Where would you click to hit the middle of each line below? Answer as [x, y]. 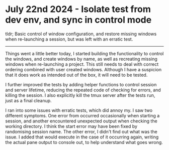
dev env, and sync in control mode [78, 20]
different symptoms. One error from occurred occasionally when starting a [82, 115]
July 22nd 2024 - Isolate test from [78, 9]
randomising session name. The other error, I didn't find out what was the [81, 131]
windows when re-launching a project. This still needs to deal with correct [82, 64]
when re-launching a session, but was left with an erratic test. [69, 39]
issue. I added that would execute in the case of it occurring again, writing [82, 137]
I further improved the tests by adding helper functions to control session [81, 84]
